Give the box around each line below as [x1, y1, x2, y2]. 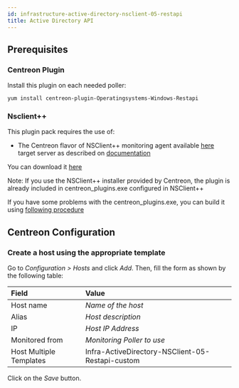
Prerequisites [7, 44, 68, 56]
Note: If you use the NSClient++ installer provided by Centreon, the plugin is [7, 176, 230, 185]
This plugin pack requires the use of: [7, 128, 115, 136]
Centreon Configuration [7, 226, 116, 238]
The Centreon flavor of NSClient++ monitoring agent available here [17, 141, 215, 150]
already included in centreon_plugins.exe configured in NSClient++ [7, 184, 204, 193]
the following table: [7, 272, 64, 280]
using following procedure [7, 205, 84, 214]
